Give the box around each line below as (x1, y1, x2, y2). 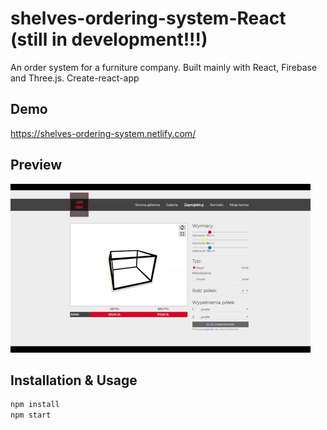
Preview (10, 157, 63, 174)
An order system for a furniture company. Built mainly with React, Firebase (10, 61, 318, 73)
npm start (10, 410, 52, 421)
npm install (10, 400, 60, 410)
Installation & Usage (10, 372, 138, 389)
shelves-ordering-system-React (10, 7, 287, 30)
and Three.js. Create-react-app (10, 72, 140, 84)
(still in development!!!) (10, 28, 208, 51)
